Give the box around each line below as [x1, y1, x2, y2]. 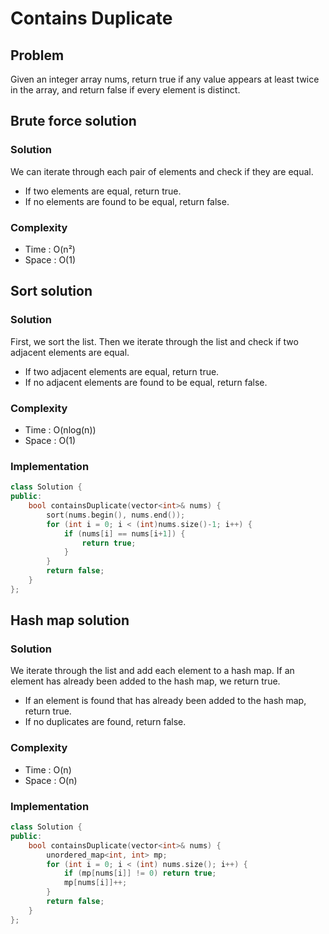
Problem [10, 47, 65, 64]
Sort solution [10, 283, 93, 300]
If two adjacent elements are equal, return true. [24, 365, 220, 377]
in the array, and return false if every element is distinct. [10, 84, 241, 96]
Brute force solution [10, 113, 137, 130]
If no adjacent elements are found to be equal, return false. [24, 376, 268, 388]
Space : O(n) [24, 774, 78, 786]
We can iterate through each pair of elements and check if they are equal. [10, 165, 314, 177]
